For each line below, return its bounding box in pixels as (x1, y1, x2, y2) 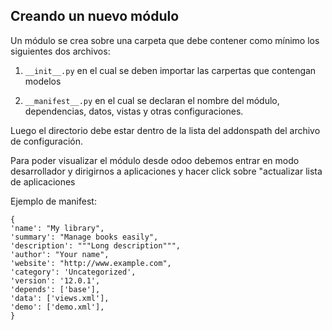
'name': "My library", (10, 223, 105, 233)
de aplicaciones (10, 175, 76, 188)
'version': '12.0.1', (10, 275, 101, 286)
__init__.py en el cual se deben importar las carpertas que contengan (24, 64, 317, 76)
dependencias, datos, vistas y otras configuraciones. (24, 105, 244, 117)
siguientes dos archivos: (10, 45, 111, 57)
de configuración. (10, 135, 83, 147)
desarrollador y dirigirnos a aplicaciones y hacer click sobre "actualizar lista (10, 165, 323, 177)
